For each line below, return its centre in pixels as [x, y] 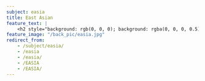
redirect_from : [26, 40]
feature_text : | [27, 23]
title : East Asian [30, 18]
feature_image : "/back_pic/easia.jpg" [56, 35]
